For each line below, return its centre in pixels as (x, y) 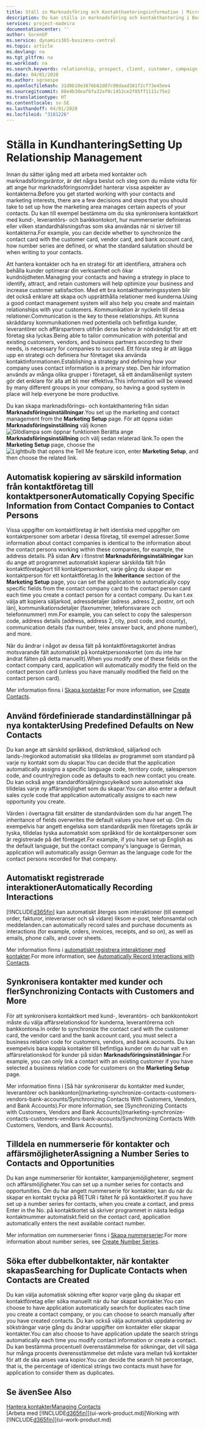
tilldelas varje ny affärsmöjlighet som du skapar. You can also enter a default (101, 788)
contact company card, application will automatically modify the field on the (102, 665)
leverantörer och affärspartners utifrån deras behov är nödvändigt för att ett (102, 329)
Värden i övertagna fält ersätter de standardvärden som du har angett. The (99, 813)
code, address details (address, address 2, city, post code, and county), (97, 621)
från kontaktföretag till (50, 487)
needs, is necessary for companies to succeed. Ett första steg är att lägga (99, 348)
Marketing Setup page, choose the (51, 445)
